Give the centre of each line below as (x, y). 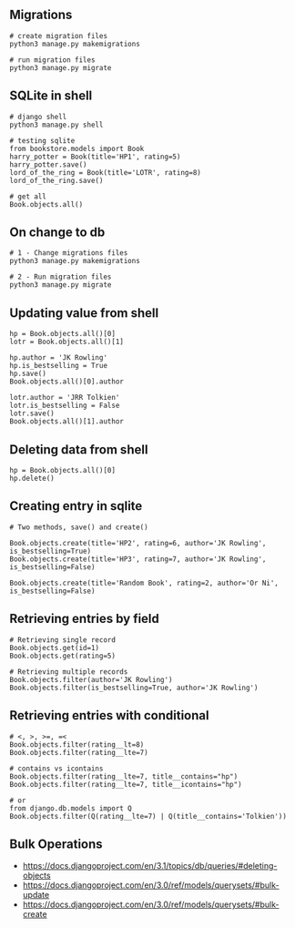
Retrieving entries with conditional (109, 715)
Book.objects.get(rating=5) (63, 656)
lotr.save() (32, 413)
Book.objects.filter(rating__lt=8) (77, 744)
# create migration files (58, 36)
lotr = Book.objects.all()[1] (67, 342)
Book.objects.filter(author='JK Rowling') (91, 679)
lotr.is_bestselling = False (65, 406)
